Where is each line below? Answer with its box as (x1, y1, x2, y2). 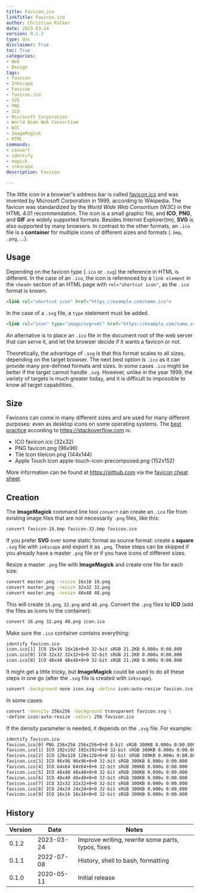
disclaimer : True (6, 42, 49, 48)
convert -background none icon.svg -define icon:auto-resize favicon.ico (6, 686, 193, 692)
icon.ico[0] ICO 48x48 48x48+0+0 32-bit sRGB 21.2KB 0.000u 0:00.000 (6, 657, 183, 664)
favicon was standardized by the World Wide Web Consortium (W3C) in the (6, 204, 192, 210)
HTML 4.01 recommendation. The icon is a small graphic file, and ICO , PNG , (6, 210, 192, 217)
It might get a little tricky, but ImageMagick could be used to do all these (6, 668, 185, 676)
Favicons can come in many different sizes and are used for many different (6, 414, 190, 421)
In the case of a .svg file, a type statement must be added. (6, 309, 149, 316)
